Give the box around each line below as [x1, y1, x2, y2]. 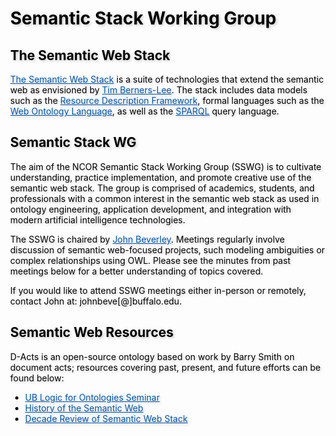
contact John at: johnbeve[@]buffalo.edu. [10, 295, 183, 307]
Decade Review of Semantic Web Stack [24, 412, 188, 424]
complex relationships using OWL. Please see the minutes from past [10, 254, 291, 266]
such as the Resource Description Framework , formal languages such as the [10, 95, 325, 106]
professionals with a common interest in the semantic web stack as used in [10, 192, 319, 204]
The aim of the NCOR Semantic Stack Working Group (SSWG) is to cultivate [10, 160, 322, 172]
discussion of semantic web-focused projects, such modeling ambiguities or [10, 243, 326, 256]
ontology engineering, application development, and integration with [10, 203, 292, 215]
